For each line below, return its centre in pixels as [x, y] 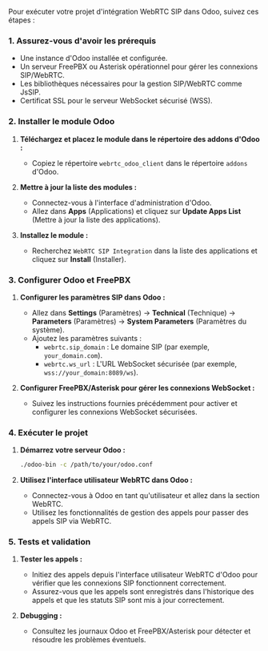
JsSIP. [30, 92]
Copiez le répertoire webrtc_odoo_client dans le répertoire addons [140, 163]
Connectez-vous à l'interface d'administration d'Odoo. [122, 203]
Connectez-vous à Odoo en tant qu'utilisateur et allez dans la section [146, 496]
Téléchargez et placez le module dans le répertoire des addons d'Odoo [140, 139]
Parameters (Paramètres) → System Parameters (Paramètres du [139, 321]
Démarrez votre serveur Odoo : [72, 450]
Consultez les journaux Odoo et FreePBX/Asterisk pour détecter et [141, 631]
